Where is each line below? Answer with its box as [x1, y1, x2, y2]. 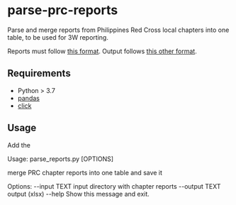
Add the [7, 140, 30, 149]
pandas [17, 94, 40, 102]
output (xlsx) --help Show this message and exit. [7, 189, 150, 198]
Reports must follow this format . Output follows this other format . [7, 47, 197, 55]
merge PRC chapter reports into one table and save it [7, 168, 163, 177]
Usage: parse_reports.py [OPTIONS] [7, 155, 114, 163]
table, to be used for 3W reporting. [7, 33, 108, 41]
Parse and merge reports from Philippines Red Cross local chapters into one [7, 26, 230, 34]
